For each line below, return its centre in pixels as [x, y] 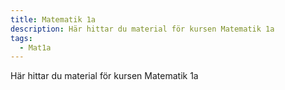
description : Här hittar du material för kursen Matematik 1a [142, 29]
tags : [21, 38]
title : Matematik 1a [53, 19]
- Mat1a [35, 47]
